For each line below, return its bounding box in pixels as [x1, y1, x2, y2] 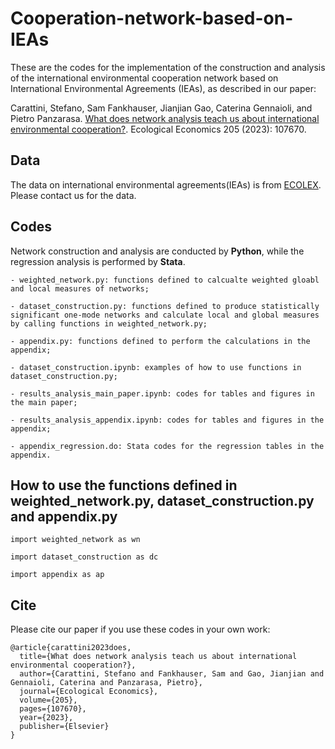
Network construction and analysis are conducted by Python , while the [10, 245, 305, 257]
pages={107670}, [19, 704, 87, 714]
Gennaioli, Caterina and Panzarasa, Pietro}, [10, 678, 203, 688]
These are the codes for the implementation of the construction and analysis [10, 61, 326, 73]
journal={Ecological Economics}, [19, 687, 159, 697]
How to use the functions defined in [10, 477, 238, 494]
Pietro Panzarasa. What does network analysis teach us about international [10, 112, 320, 124]
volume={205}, [19, 695, 78, 706]
